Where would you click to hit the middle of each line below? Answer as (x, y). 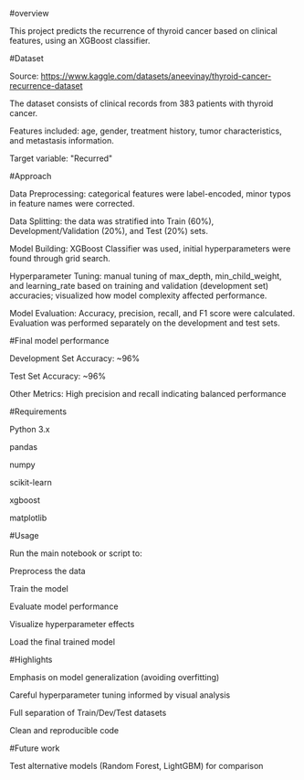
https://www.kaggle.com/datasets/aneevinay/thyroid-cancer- (156, 76)
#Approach (31, 176)
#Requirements (38, 411)
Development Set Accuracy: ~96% (74, 358)
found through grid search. (60, 258)
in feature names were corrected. (72, 203)
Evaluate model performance (64, 606)
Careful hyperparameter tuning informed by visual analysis (120, 695)
